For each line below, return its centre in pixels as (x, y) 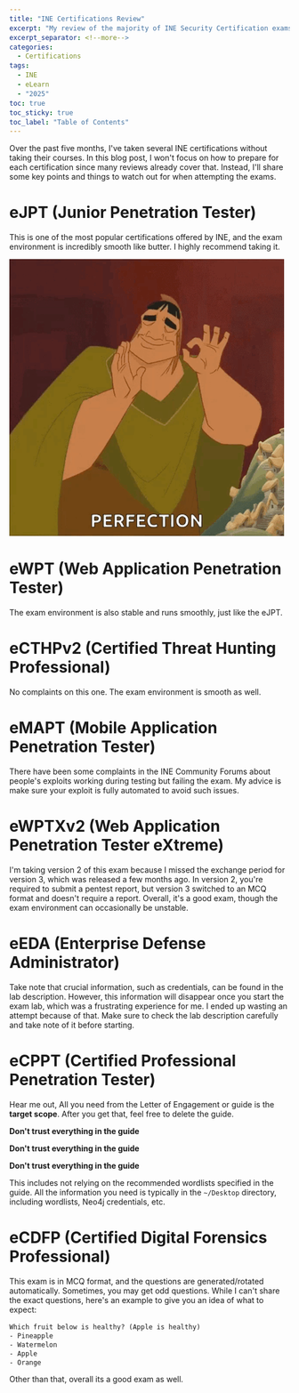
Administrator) (65, 963)
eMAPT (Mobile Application (113, 728)
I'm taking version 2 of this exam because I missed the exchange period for (147, 870)
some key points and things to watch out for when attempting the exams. (143, 177)
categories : (31, 47)
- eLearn (33, 85)
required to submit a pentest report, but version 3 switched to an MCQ (138, 889)
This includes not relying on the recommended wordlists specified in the (141, 1182)
